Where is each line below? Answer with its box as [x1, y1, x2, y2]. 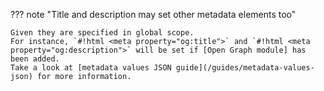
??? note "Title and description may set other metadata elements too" [10, 9, 297, 20]
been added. [10, 54, 60, 64]
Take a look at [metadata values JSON [10, 63, 172, 73]
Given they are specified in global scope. [10, 28, 195, 38]
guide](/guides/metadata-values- [175, 63, 315, 73]
